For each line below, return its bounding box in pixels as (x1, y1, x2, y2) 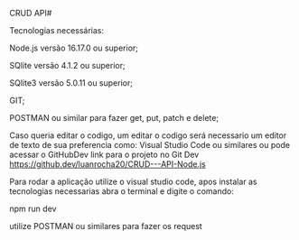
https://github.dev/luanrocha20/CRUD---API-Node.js (9, 159, 206, 170)
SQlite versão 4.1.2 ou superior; (9, 60, 126, 70)
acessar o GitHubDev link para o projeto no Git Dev (9, 149, 200, 160)
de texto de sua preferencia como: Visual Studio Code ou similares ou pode (9, 140, 291, 150)
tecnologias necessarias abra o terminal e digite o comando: (9, 186, 235, 197)
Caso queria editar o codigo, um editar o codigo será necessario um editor (9, 130, 287, 141)
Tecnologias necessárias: (9, 25, 105, 35)
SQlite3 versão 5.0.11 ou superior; (9, 78, 134, 88)
